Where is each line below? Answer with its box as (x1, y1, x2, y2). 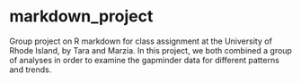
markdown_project (9, 6, 154, 27)
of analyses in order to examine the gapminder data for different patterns (9, 54, 280, 65)
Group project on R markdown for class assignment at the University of (9, 36, 272, 46)
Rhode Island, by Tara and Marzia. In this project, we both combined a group (9, 45, 292, 55)
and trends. (9, 64, 52, 75)
